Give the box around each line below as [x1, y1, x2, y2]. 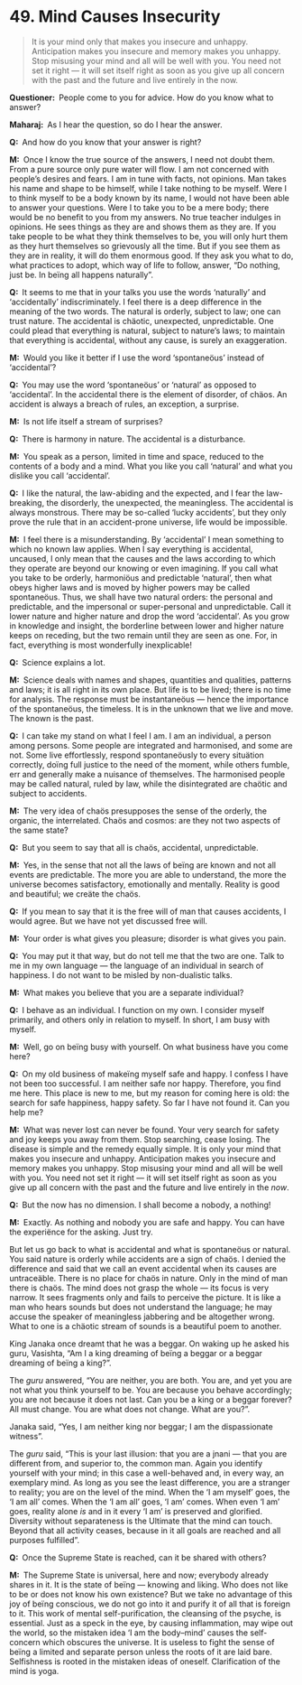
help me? [9, 1106, 43, 1117]
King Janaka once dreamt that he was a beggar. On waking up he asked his [9, 1338, 290, 1349]
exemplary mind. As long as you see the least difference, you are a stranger [9, 1476, 290, 1487]
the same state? [9, 824, 69, 835]
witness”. [9, 1430, 43, 1441]
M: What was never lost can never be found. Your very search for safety [9, 1124, 279, 1135]
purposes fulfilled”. [9, 1534, 79, 1545]
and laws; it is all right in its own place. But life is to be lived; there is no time [9, 684, 291, 694]
